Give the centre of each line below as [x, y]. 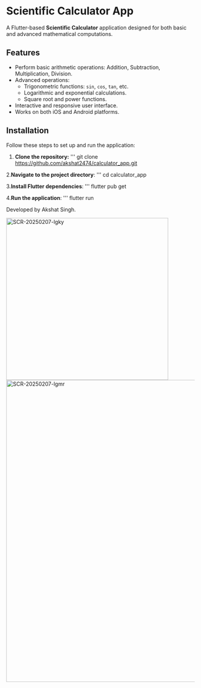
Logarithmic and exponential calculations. [75, 93]
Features [23, 53]
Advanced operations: [42, 80]
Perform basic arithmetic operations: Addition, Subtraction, [87, 67]
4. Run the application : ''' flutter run [50, 198]
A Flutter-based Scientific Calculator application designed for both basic [96, 28]
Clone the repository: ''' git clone [56, 156]
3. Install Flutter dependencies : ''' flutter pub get [66, 186]
